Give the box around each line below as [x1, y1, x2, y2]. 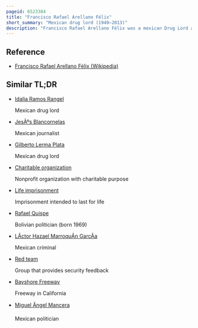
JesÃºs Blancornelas [14, 118, 65, 125]
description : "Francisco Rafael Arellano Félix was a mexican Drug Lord [6, 25, 189, 31]
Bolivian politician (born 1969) [14, 221, 87, 228]
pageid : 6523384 [6, 8, 46, 15]
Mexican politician [14, 315, 59, 322]
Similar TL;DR [6, 80, 57, 90]
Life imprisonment [14, 186, 59, 193]
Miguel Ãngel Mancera [14, 301, 70, 309]
